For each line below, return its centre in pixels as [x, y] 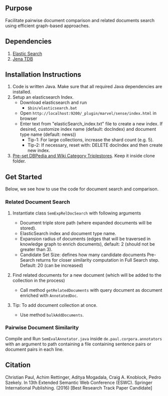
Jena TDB [23, 59]
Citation [18, 365]
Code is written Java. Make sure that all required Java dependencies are [87, 87]
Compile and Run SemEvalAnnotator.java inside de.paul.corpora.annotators [84, 338]
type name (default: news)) [48, 134]
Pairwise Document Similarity [42, 328]
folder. [19, 161]
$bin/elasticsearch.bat [52, 108]
